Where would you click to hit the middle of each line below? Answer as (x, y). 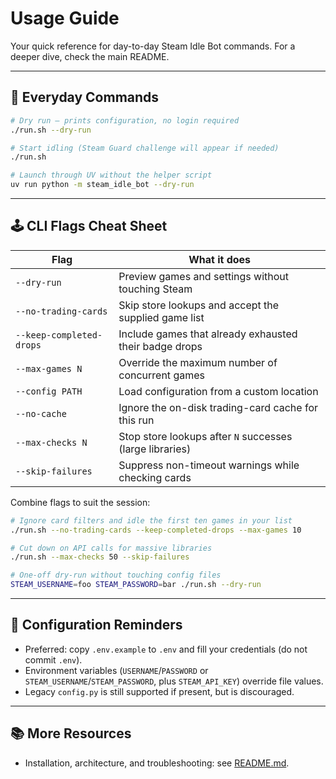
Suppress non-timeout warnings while (209, 465)
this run (136, 420)
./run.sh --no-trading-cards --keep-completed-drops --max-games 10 (156, 530)
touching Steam (155, 289)
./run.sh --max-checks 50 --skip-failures (100, 557)
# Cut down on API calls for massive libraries (111, 548)
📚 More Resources (71, 733)
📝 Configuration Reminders (96, 625)
